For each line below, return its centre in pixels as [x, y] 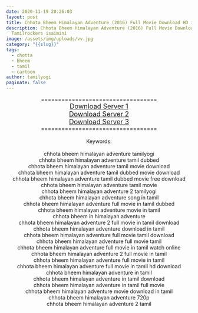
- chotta [22, 55]
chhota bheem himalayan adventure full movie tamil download [99, 235]
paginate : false [26, 83]
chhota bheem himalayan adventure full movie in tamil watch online [99, 247]
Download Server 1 [99, 106]
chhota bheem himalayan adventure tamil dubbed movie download [99, 172]
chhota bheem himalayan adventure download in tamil [99, 229]
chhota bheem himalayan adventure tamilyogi [99, 154]
